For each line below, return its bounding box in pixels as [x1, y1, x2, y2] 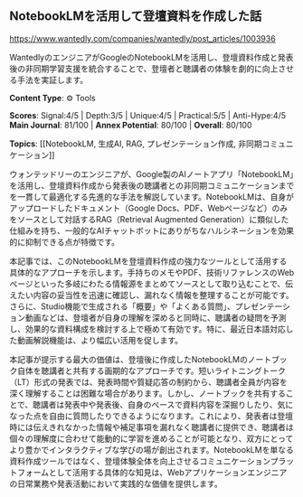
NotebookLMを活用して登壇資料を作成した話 [9, 8, 262, 24]
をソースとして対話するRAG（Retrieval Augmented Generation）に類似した [9, 213, 289, 224]
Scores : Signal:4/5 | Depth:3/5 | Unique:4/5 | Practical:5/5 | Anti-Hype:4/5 [9, 109, 287, 120]
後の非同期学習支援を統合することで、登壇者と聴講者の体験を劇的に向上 [9, 62, 279, 74]
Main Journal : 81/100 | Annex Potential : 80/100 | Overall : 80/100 [9, 119, 252, 130]
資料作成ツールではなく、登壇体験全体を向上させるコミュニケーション [9, 455, 271, 466]
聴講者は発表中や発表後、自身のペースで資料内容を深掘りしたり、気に [33, 399, 294, 409]
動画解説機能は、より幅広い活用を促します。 [16, 334, 184, 345]
